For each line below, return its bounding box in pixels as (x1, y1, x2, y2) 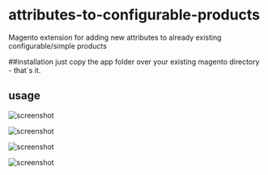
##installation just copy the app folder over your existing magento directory (8, 57, 260, 66)
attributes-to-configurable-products (8, 6, 261, 24)
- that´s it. (8, 65, 41, 75)
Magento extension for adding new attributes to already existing (8, 32, 222, 42)
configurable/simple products (8, 41, 108, 50)
